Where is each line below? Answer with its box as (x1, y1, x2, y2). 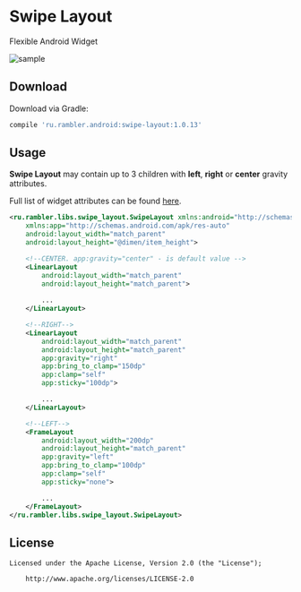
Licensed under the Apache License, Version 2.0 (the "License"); (9, 559, 262, 568)
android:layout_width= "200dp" (41, 436, 154, 445)
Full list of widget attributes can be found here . (9, 195, 182, 207)
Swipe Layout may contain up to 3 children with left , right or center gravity (9, 168, 288, 180)
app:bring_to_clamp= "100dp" (41, 461, 146, 470)
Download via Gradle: (9, 103, 90, 114)
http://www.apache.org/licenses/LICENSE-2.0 (25, 575, 194, 584)
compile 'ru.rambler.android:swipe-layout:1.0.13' (9, 120, 202, 129)
